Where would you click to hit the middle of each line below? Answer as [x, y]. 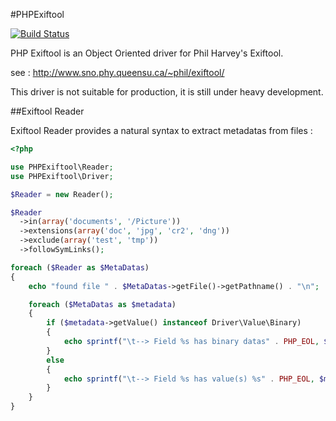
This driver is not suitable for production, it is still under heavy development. [167, 92]
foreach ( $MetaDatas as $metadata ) [102, 304]
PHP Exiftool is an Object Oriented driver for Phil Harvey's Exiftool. [147, 53]
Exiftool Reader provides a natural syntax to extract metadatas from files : [161, 130]
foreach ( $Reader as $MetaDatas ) [80, 267]
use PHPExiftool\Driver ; [62, 176]
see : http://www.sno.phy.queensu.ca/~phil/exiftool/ [117, 72]
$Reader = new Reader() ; [62, 194]
